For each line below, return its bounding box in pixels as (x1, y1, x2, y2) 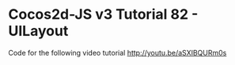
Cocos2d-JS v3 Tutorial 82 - (8, 5, 199, 23)
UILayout (8, 22, 69, 40)
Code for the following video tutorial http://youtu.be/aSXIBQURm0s (8, 48, 227, 57)
